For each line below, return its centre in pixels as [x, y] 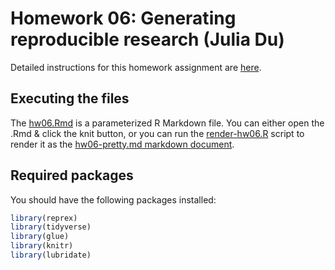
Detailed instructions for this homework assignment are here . [136, 67]
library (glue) [40, 237]
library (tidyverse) [51, 227]
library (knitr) [42, 246]
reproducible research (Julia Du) [147, 39]
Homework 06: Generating [123, 18]
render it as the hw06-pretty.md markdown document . [122, 144]
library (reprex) [44, 218]
